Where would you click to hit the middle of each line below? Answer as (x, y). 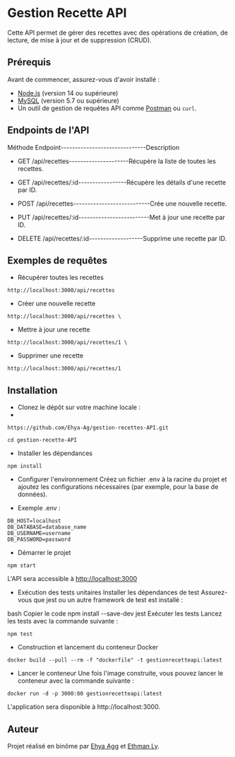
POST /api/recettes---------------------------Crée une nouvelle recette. (122, 204)
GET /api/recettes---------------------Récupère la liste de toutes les (117, 161)
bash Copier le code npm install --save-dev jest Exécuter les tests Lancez (115, 614)
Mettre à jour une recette (54, 329)
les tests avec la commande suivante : (63, 621)
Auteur (23, 729)
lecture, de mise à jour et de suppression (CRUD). (79, 40)
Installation (32, 390)
